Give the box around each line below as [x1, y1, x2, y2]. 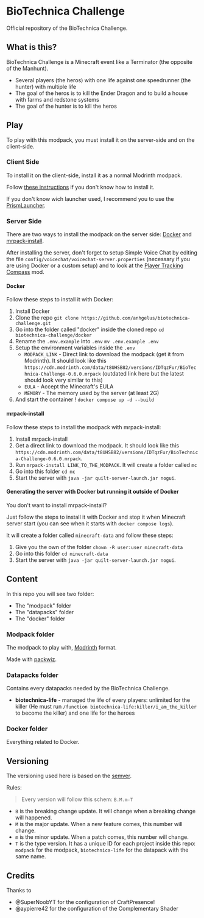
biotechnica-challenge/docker [15, 332, 93, 338]
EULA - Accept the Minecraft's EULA [24, 383, 114, 390]
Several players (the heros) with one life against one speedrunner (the [15, 76, 191, 83]
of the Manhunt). [6, 65, 49, 72]
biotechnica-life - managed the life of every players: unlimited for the [15, 696, 191, 704]
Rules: [6, 784, 23, 791]
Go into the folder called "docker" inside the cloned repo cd [15, 326, 164, 333]
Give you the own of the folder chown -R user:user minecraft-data [15, 543, 183, 550]
